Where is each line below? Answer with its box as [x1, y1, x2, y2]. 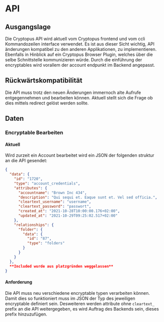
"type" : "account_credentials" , [14, 181, 80, 186]
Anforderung [5, 279, 33, 285]
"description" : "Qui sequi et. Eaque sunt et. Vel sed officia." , [18, 195, 158, 200]
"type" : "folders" [27, 241, 65, 246]
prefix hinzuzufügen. [5, 311, 48, 317]
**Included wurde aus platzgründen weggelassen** [9, 264, 113, 269]
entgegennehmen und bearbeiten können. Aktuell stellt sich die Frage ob [5, 94, 153, 100]
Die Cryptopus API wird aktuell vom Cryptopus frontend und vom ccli [5, 36, 145, 42]
